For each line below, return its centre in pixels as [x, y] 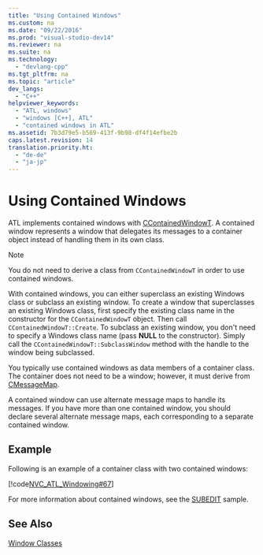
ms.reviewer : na [35, 45]
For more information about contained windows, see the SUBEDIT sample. [129, 499]
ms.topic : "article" [42, 81]
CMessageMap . [34, 385]
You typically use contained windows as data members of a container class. [131, 368]
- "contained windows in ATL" [65, 125]
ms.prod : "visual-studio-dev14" [61, 37]
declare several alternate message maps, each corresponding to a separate [131, 417]
